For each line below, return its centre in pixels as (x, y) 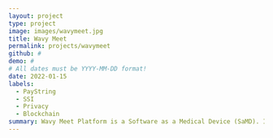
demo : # (22, 62)
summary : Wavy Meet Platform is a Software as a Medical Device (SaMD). (134, 122)
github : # (25, 54)
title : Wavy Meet (38, 39)
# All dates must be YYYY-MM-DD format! (78, 69)
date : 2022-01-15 (38, 76)
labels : (22, 84)
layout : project (36, 16)
